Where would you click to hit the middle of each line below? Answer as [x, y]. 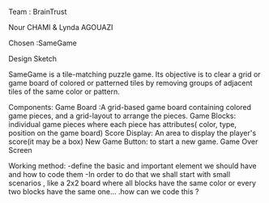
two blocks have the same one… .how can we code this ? [104, 192]
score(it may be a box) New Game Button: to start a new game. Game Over [133, 142]
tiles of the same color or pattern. [64, 91]
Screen [20, 150]
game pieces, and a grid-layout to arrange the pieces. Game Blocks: [122, 116]
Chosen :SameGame [43, 43]
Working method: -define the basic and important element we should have [132, 166]
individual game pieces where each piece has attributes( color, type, [123, 124]
